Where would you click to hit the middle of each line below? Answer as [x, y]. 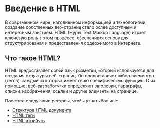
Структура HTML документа [42, 110]
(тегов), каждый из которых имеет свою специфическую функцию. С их [80, 80]
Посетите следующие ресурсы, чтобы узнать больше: [62, 101]
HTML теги [23, 115]
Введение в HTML [43, 9]
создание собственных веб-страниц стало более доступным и [71, 27]
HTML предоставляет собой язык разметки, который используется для [80, 70]
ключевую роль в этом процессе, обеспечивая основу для [67, 38]
